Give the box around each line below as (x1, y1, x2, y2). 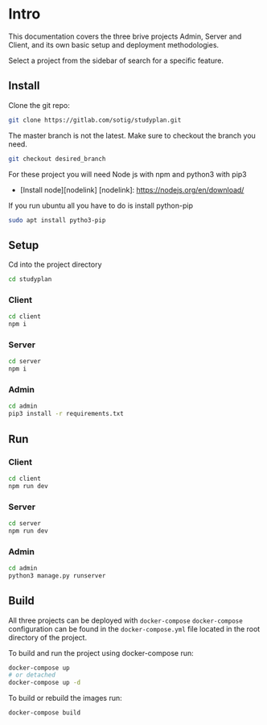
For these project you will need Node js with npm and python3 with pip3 (8, 169, 247, 179)
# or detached (8, 671, 56, 679)
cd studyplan (8, 275, 52, 284)
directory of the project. (8, 632, 87, 642)
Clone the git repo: (8, 100, 71, 110)
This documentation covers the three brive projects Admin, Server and (8, 31, 242, 41)
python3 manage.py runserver (8, 571, 106, 580)
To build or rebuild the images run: (8, 694, 122, 703)
